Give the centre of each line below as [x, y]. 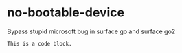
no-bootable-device [66, 13]
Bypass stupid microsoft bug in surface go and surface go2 [91, 31]
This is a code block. [39, 43]
